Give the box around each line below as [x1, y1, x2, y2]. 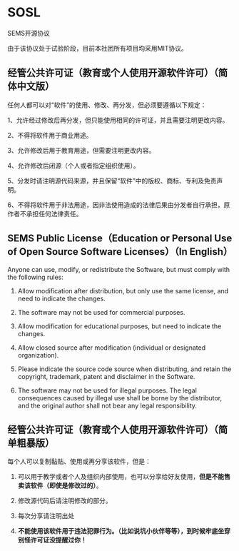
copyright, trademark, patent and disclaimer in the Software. [17, 372, 195, 380]
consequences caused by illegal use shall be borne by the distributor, [17, 393, 223, 402]
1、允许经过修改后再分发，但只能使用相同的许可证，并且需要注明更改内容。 [7, 116, 229, 124]
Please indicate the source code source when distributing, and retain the [17, 365, 232, 373]
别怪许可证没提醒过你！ [17, 536, 87, 545]
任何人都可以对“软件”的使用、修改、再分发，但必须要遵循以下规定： [7, 101, 207, 109]
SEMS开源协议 [7, 29, 51, 37]
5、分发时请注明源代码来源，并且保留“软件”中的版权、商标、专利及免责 [7, 176, 217, 185]
